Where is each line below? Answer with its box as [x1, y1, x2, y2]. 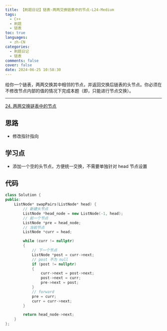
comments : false [5, 58, 39, 63]
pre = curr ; [31, 294, 57, 299]
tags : [5, 12, 16, 17]
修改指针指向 [12, 133, 39, 139]
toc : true [5, 30, 26, 35]
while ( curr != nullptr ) [23, 239, 75, 244]
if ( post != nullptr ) [31, 261, 77, 266]
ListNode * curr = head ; [23, 230, 72, 235]
